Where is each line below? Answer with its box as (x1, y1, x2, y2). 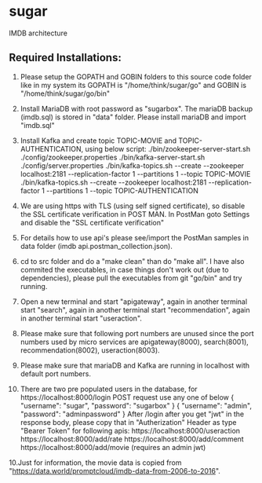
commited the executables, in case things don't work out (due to (20, 265, 229, 274)
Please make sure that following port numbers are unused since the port (20, 328, 254, 338)
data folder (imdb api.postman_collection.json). (20, 241, 173, 251)
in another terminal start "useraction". (20, 313, 142, 323)
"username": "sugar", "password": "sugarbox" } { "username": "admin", (20, 401, 252, 410)
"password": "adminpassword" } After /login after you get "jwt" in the (20, 409, 245, 419)
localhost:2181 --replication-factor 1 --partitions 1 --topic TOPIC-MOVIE (20, 169, 251, 178)
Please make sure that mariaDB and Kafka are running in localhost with (20, 360, 250, 370)
